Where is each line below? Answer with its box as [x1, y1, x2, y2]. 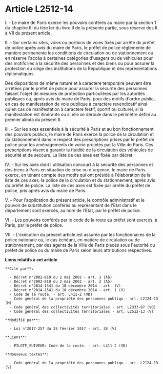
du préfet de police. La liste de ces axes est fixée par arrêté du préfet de [5, 182, 150, 188]
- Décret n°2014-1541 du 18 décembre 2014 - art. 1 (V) [9, 287, 125, 292]
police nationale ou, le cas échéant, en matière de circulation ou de [5, 236, 140, 243]
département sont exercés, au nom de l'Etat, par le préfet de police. [5, 207, 141, 213]
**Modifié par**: [5, 317, 41, 323]
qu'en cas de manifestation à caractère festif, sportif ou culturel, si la [5, 106, 143, 112]
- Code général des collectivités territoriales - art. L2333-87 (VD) [9, 304, 156, 309]
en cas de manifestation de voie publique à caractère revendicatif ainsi [5, 101, 147, 107]
